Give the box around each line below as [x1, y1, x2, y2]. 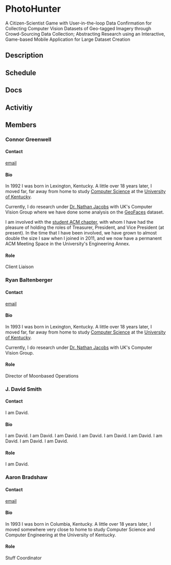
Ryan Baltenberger [5, 276, 53, 284]
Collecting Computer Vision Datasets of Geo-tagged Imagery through [5, 25, 152, 31]
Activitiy [5, 103, 33, 112]
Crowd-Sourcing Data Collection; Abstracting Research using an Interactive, [5, 31, 165, 37]
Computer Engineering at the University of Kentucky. [5, 532, 116, 538]
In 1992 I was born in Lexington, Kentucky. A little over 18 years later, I [5, 183, 152, 189]
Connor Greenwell [5, 136, 52, 143]
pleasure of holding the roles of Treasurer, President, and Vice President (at [5, 224, 164, 230]
